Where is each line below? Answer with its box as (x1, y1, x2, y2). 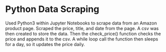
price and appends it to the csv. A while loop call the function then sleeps (5, 36, 158, 42)
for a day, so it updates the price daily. (5, 41, 85, 47)
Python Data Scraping (5, 3, 100, 15)
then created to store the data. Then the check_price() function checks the (5, 30, 161, 36)
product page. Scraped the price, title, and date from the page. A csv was (5, 25, 159, 31)
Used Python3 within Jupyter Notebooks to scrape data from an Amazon (5, 20, 157, 26)
